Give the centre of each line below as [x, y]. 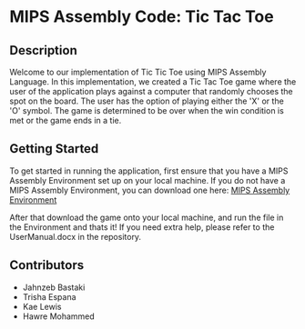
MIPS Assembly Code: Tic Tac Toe [142, 17]
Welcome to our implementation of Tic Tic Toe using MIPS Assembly [138, 72]
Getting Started [54, 149]
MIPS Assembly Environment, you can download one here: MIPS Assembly [150, 190]
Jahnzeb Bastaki [54, 287]
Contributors [47, 265]
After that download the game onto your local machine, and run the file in [147, 217]
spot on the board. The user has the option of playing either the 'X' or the [147, 101]
